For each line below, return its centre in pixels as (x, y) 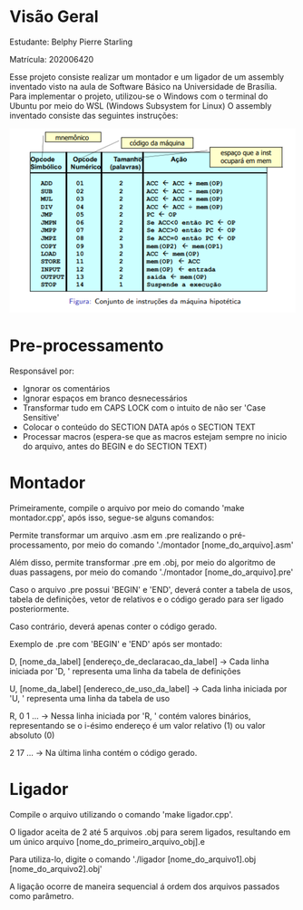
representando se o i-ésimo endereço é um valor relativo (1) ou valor (137, 726)
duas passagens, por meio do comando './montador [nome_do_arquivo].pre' (151, 572)
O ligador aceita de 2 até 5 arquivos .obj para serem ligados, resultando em (150, 832)
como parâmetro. (42, 895)
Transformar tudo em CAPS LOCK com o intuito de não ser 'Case (144, 408)
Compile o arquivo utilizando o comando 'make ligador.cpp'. (121, 814)
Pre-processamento (87, 346)
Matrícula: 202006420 (52, 59)
